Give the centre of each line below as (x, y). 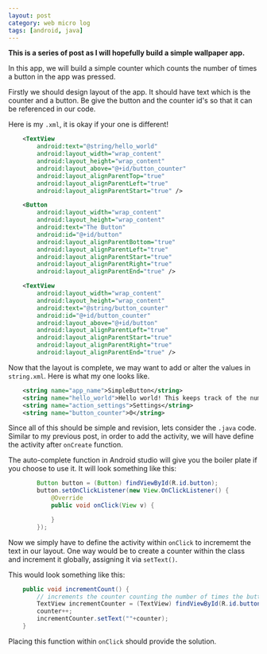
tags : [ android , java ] (46, 30)
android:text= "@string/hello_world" (97, 147)
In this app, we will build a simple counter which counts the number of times (133, 68)
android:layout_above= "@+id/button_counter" (112, 168)
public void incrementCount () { (76, 589)
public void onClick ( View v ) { (103, 505)
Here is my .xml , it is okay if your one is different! (89, 125)
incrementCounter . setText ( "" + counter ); (103, 619)
